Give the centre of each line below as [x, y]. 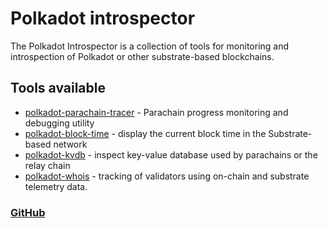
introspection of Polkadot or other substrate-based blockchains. [142, 56]
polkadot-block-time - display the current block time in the [145, 133]
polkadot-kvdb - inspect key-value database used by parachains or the [171, 154]
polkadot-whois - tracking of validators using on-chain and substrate [167, 176]
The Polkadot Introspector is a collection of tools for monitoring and [150, 46]
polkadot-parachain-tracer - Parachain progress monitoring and [156, 112]
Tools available [58, 88]
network [70, 144]
